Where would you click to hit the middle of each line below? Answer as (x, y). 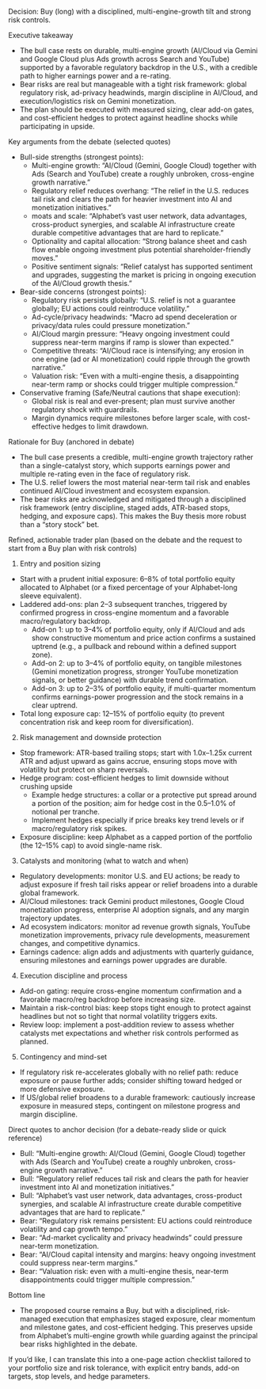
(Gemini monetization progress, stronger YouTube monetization (135, 672)
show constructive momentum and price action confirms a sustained (143, 638)
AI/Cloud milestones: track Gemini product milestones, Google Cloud (132, 901)
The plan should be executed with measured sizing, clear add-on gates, (137, 109)
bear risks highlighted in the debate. (78, 1344)
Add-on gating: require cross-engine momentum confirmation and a (131, 991)
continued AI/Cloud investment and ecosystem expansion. (115, 491)
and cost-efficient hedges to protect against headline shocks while (129, 118)
